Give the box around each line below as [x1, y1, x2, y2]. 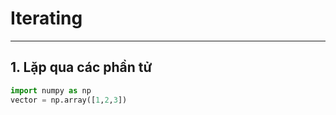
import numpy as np [10, 85, 92, 96]
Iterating [10, 7, 83, 30]
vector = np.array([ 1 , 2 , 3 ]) [10, 95, 128, 105]
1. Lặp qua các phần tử [10, 59, 153, 76]
